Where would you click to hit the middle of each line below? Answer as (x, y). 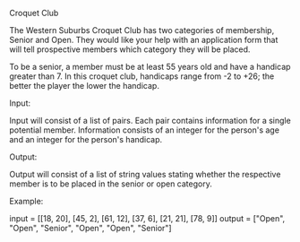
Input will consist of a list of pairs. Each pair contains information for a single (150, 121)
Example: (26, 201)
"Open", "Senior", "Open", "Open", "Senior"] (90, 228)
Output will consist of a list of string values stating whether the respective (145, 174)
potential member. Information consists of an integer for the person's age (145, 130)
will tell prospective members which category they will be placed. (130, 49)
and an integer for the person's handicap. (86, 139)
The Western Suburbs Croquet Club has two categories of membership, (142, 30)
